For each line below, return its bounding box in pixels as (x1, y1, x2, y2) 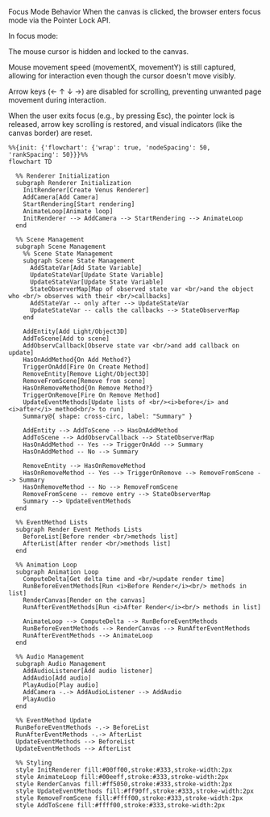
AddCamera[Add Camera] (23, 193, 99, 201)
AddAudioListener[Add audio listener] (23, 667, 153, 675)
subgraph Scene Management (15, 242, 106, 251)
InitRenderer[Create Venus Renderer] (23, 186, 150, 194)
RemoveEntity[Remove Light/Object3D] (23, 370, 150, 378)
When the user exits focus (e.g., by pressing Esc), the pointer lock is (8, 111, 235, 120)
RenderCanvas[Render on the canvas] (23, 596, 147, 604)
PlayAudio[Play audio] (23, 681, 99, 689)
